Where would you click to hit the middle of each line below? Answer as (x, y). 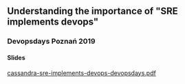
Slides (16, 57)
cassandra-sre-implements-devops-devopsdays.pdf (81, 73)
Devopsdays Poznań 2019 (51, 42)
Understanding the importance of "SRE (93, 11)
